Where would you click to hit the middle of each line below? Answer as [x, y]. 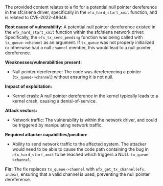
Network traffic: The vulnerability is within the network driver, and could [85, 120]
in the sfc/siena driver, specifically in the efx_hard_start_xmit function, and [81, 12]
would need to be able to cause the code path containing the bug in [80, 149]
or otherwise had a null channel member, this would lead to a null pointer [78, 48]
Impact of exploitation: [29, 86]
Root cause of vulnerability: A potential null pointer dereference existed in [80, 27]
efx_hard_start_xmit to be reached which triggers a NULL [71, 154]
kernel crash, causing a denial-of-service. [54, 101]
